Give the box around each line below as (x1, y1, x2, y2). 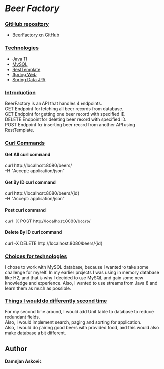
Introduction (5, 89, 36, 96)
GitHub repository (5, 21, 49, 28)
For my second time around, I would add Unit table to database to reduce (5, 309, 154, 315)
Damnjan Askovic (5, 358, 42, 364)
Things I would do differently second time (5, 297, 107, 304)
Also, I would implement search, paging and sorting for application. (5, 319, 142, 325)
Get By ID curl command (5, 179, 56, 185)
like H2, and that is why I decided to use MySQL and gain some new (5, 275, 144, 281)
